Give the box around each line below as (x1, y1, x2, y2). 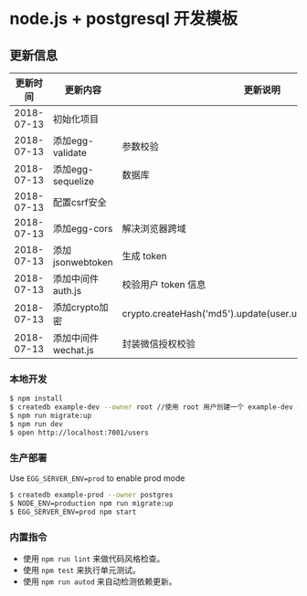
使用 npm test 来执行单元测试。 (22, 564, 141, 575)
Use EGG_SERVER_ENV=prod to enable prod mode (9, 472, 185, 484)
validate (52, 147, 87, 159)
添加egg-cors (52, 223, 113, 235)
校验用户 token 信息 (122, 278, 206, 290)
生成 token (122, 250, 167, 262)
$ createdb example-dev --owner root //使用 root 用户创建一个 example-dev (9, 403, 294, 412)
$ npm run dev (9, 419, 64, 429)
